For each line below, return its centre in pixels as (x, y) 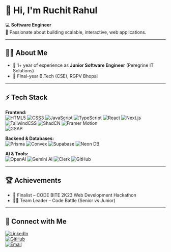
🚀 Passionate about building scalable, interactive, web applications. (76, 32)
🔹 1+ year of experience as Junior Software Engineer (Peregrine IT (83, 65)
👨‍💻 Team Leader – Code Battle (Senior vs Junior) (64, 201)
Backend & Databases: (30, 138)
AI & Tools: (17, 153)
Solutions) (23, 70)
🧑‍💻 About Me (26, 53)
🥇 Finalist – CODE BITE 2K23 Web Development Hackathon (74, 195)
